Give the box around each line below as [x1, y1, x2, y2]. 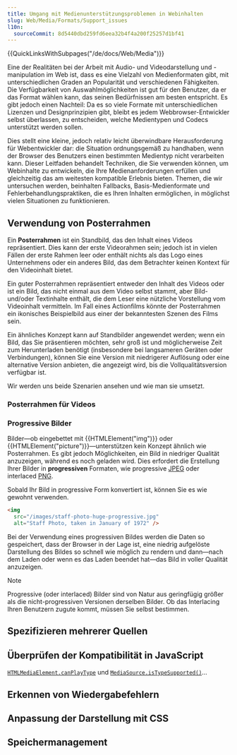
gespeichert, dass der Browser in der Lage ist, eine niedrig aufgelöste [7, 540, 210, 548]
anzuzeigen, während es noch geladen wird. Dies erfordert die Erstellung [7, 457, 220, 466]
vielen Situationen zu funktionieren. [7, 197, 111, 205]
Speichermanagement [7, 737, 108, 749]
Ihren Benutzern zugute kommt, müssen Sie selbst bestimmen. [7, 605, 190, 613]
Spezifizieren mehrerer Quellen [7, 625, 148, 637]
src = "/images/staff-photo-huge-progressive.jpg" [13, 513, 159, 521]
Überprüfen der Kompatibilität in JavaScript [7, 649, 204, 661]
